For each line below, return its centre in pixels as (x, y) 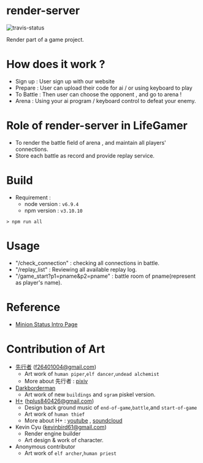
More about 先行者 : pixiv (56, 381)
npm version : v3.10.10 (53, 210)
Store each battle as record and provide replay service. (85, 155)
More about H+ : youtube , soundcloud (73, 420)
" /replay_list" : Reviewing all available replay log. (76, 269)
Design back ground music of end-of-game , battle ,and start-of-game (111, 407)
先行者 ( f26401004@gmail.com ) (56, 367)
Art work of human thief (55, 414)
